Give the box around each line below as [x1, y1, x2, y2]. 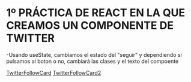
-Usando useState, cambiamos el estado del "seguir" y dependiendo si [6, 51, 182, 58]
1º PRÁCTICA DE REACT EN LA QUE [6, 6, 186, 20]
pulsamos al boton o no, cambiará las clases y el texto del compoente [6, 57, 179, 65]
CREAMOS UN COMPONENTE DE [6, 19, 174, 32]
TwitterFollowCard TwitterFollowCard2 [6, 69, 102, 76]
